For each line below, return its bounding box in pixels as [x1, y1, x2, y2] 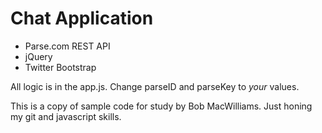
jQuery [24, 50, 53, 62]
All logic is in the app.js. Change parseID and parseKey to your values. [10, 80, 300, 92]
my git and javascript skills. [10, 110, 122, 122]
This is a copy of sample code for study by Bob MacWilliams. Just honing [10, 100, 313, 112]
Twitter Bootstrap [24, 61, 97, 73]
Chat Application [10, 7, 154, 30]
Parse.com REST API [24, 40, 111, 52]
